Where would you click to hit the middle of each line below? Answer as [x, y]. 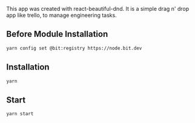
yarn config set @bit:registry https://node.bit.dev [74, 48]
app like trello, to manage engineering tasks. [61, 15]
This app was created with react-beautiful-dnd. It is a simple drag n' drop [98, 9]
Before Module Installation [57, 34]
